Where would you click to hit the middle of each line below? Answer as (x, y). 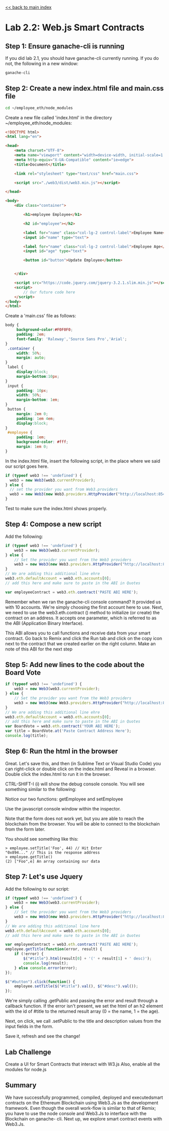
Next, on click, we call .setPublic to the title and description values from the (83, 1021)
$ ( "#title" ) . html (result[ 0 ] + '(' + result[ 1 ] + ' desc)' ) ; (88, 959)
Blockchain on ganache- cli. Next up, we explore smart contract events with (84, 1118)
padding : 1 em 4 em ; (36, 419)
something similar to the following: (41, 789)
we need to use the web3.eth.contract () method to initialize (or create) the (82, 612)
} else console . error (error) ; (46, 968)
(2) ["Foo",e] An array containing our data (53, 861)
